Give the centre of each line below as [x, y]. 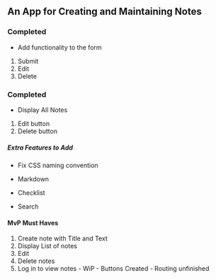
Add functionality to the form [59, 47]
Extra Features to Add [40, 147]
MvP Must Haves [33, 223]
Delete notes [36, 261]
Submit [28, 61]
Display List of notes [47, 246]
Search [28, 206]
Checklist [31, 192]
